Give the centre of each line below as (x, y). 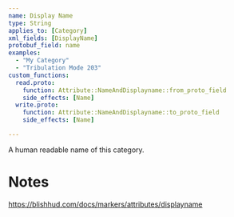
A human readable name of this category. (77, 150)
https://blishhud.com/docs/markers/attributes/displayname (105, 204)
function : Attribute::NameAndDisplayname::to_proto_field (121, 113)
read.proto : (36, 82)
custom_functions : (39, 75)
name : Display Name (41, 16)
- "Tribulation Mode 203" (59, 68)
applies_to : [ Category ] (48, 30)
